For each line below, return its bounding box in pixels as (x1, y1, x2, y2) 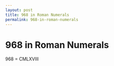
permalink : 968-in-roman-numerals (5, 17, 79, 22)
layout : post (5, 7, 33, 13)
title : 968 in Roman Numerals (5, 12, 70, 17)
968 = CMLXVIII (5, 56, 39, 62)
